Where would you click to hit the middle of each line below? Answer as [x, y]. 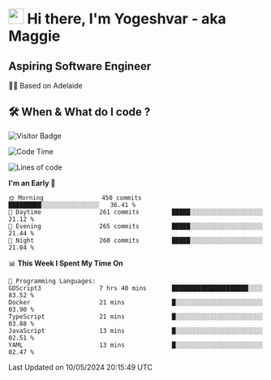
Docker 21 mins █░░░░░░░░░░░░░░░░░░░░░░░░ [136, 302]
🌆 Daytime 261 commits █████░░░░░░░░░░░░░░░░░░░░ [136, 212]
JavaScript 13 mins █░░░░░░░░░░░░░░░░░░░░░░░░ [136, 330]
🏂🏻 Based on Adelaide [45, 86]
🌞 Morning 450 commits [75, 198]
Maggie [34, 36]
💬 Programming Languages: [52, 281]
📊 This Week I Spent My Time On [66, 263]
